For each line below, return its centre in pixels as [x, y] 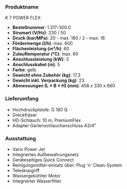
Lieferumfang [22, 99]
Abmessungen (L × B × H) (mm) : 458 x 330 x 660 [63, 86]
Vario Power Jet [29, 149]
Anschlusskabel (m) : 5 [36, 65]
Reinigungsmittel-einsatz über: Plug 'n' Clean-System [67, 165]
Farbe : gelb [24, 70]
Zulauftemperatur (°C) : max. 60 [45, 54]
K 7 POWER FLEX [23, 18]
